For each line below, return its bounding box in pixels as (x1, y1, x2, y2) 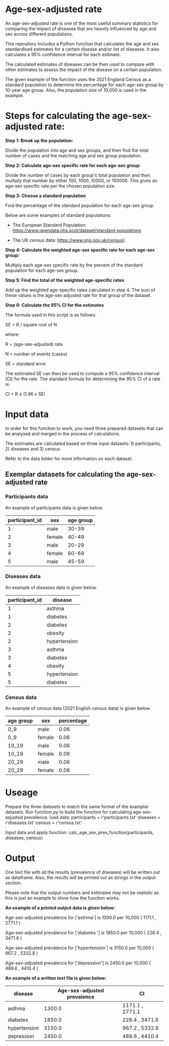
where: (5, 331, 20, 337)
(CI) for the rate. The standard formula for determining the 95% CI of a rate (5, 376, 161, 382)
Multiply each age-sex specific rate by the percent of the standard (5, 262, 143, 268)
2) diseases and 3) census (5, 445, 60, 452)
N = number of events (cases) (5, 351, 67, 357)
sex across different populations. (5, 31, 73, 37)
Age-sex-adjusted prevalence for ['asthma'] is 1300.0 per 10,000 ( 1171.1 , (5, 914, 157, 920)
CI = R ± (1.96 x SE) (5, 391, 46, 397)
